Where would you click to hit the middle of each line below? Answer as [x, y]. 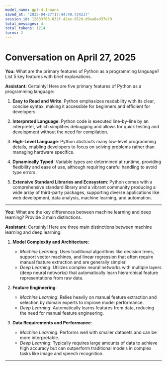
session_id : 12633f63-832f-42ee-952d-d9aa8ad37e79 [59, 19]
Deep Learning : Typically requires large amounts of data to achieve [88, 343]
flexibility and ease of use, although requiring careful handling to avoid [85, 167]
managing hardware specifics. [43, 152]
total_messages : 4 [24, 24]
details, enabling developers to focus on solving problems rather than [83, 147]
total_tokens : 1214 [25, 28]
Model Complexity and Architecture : [51, 242]
